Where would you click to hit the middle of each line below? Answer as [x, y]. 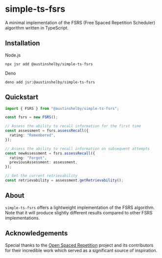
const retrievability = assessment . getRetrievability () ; [64, 181]
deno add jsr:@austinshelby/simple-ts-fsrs [50, 82]
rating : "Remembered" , [33, 135]
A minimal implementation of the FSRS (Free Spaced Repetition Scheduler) [80, 23]
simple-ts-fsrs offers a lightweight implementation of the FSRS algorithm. [80, 207]
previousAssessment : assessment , [44, 162]
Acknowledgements [36, 233]
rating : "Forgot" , [28, 158]
